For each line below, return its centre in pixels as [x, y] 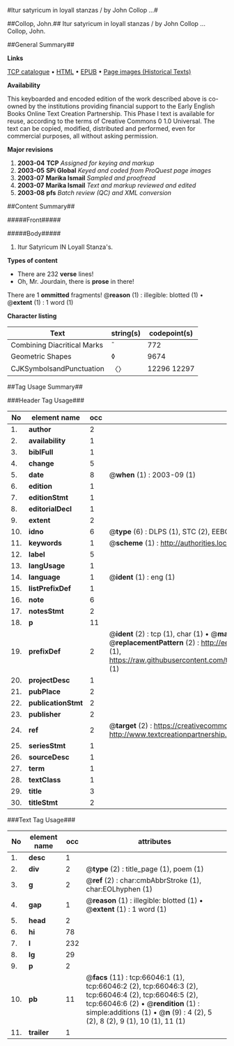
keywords [46, 543]
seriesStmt [47, 746]
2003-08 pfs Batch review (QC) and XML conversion [94, 193]
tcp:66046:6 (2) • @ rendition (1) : [143, 1004]
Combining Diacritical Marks [57, 345]
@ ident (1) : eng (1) [142, 577]
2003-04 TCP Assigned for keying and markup [86, 163]
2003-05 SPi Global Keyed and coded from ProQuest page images [114, 170]
